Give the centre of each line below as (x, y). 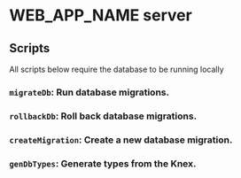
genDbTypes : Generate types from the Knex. (103, 163)
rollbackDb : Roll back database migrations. (103, 116)
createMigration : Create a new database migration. (121, 140)
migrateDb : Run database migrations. (89, 92)
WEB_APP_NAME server (101, 15)
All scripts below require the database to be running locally (117, 69)
